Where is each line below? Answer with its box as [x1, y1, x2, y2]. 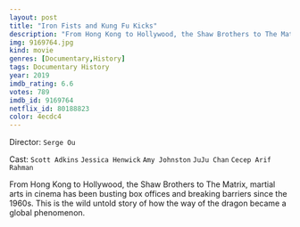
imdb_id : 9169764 [9, 95, 74, 105]
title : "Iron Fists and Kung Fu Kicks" [9, 21, 158, 30]
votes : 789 [9, 87, 50, 96]
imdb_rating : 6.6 [9, 79, 74, 88]
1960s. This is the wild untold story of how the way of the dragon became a [9, 198, 287, 209]
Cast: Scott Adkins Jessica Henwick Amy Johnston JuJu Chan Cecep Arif [9, 154, 272, 165]
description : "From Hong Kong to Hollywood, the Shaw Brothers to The [9, 29, 278, 38]
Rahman [9, 164, 34, 173]
